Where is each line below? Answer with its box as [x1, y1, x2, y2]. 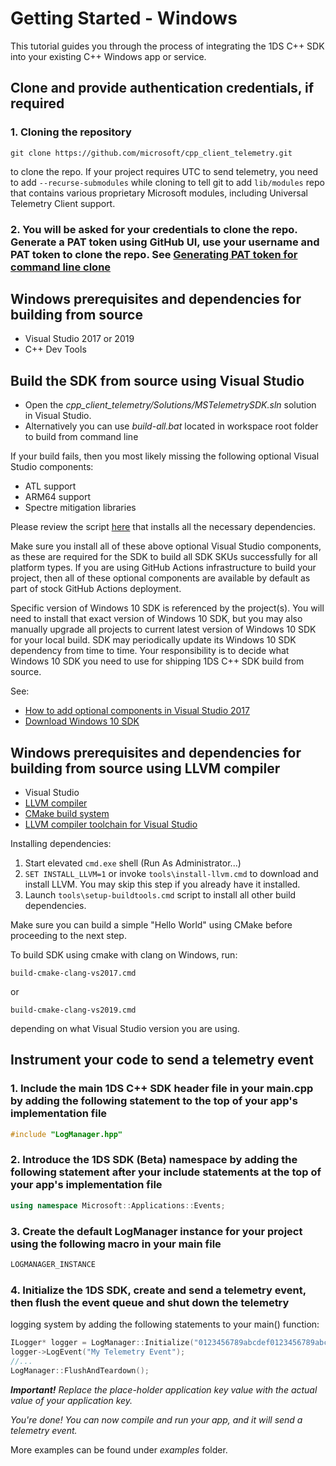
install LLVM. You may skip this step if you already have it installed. [24, 878, 301, 890]
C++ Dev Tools [24, 343, 87, 356]
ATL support [24, 480, 77, 492]
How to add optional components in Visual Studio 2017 [24, 705, 250, 717]
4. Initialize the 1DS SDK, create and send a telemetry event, [10, 1283, 307, 1297]
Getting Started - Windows [10, 7, 238, 30]
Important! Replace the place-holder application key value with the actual [10, 1383, 318, 1396]
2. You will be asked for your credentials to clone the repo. [10, 222, 298, 236]
